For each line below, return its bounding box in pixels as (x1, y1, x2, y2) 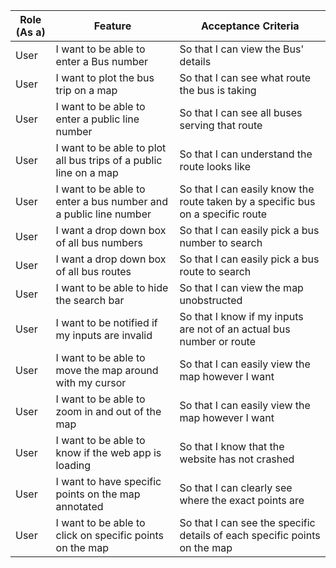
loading (55, 459, 92, 472)
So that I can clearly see (179, 481, 293, 494)
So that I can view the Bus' (179, 42, 305, 56)
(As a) (15, 25, 46, 39)
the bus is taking (179, 84, 257, 97)
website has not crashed (179, 452, 295, 466)
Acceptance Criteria (200, 19, 300, 33)
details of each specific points (179, 529, 321, 542)
